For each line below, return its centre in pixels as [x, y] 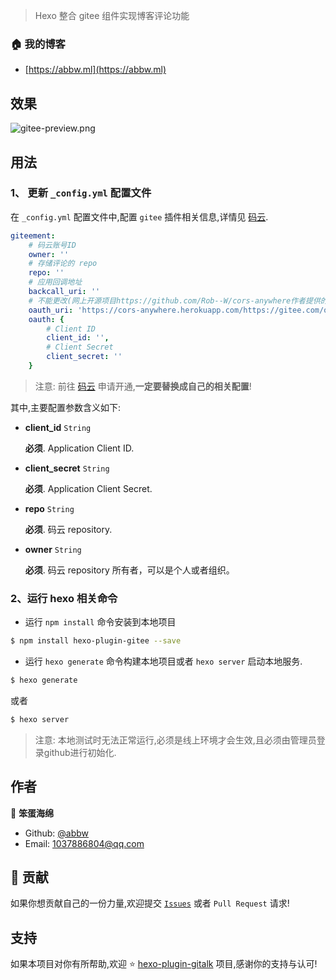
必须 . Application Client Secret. [88, 488]
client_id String [58, 427]
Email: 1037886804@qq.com [84, 843]
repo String [49, 508]
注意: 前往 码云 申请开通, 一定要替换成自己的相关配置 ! [143, 386]
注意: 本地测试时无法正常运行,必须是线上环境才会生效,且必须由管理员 [175, 740]
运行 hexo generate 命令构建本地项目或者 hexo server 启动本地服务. [163, 661]
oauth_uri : [51, 310]
